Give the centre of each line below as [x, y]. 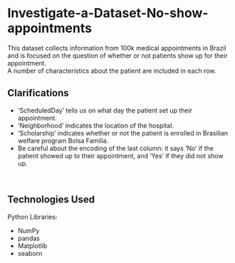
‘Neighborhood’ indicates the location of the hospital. [96, 125]
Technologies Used [51, 200]
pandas [29, 238]
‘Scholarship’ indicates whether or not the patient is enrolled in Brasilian [123, 133]
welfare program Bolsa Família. [63, 140]
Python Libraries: [32, 217]
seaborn [30, 253]
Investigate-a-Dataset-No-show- [108, 13]
